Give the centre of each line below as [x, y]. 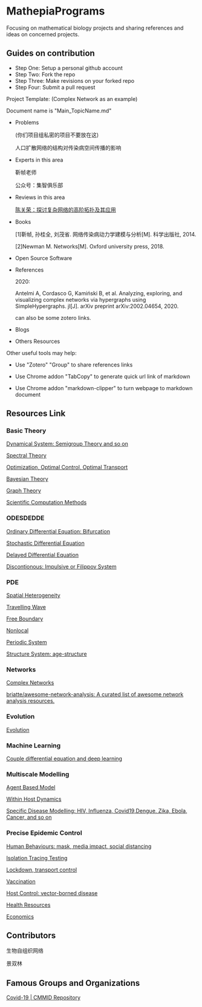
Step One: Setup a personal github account [69, 68]
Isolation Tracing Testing [37, 858]
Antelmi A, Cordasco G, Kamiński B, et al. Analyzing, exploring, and [99, 293]
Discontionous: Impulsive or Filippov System [61, 566]
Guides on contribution [50, 54]
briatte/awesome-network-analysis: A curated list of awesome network [95, 694]
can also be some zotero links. [53, 318]
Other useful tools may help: [41, 353]
